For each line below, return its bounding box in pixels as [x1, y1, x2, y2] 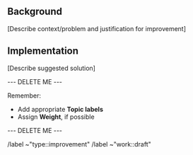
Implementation [7, 45, 79, 57]
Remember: [7, 91, 41, 100]
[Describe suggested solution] [7, 64, 95, 72]
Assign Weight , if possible [17, 113, 95, 121]
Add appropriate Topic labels [17, 105, 104, 113]
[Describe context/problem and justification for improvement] [7, 24, 186, 33]
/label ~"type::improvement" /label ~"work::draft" [7, 139, 152, 148]
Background [7, 6, 62, 18]
